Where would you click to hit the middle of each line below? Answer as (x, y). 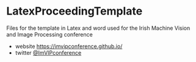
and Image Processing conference (49, 34)
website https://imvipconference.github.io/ (69, 46)
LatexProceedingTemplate (74, 11)
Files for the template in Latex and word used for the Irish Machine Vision (98, 28)
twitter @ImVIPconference (48, 52)
